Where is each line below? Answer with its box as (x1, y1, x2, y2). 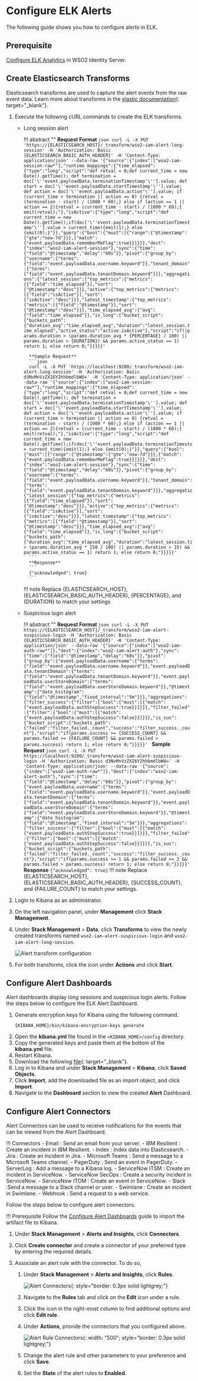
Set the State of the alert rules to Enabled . (23, 1370, 127, 1377)
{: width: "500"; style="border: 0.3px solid (82, 1334, 186, 1342)
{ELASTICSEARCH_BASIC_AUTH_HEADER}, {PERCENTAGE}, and (23, 592, 181, 599)
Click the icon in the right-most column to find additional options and (23, 1305, 190, 1312)
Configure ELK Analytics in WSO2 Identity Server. (6, 56, 127, 63)
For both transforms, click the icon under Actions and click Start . (14, 961, 174, 968)
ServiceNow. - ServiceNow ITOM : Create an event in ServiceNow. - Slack (6, 1177, 186, 1185)
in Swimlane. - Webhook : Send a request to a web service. (6, 1190, 150, 1197)
